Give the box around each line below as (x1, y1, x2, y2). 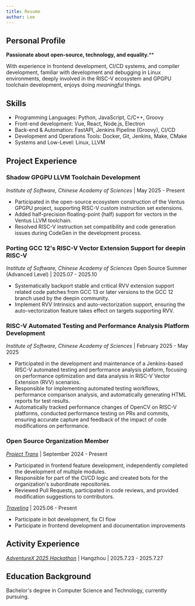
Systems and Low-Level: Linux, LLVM (14, 139, 105, 146)
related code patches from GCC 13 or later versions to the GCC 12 (14, 289, 174, 296)
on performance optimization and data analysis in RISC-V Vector (14, 373, 170, 380)
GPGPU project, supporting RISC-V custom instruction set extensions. (14, 204, 183, 211)
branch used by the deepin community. (14, 294, 110, 302)
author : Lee (6, 14, 35, 20)
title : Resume (6, 8, 41, 15)
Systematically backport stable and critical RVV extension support (14, 282, 175, 289)
